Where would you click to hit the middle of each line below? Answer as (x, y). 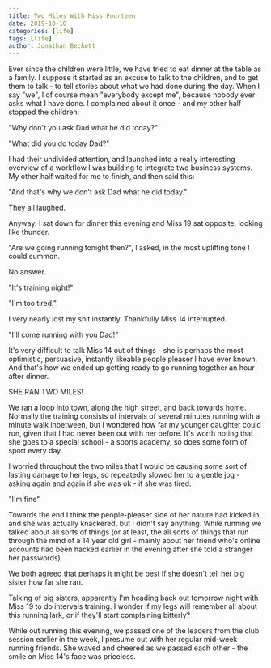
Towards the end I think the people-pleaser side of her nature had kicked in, (135, 515)
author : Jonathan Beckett (52, 46)
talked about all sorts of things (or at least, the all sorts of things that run (129, 532)
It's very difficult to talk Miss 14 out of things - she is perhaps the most (126, 351)
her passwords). (36, 558)
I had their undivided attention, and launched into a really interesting (122, 160)
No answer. (28, 272)
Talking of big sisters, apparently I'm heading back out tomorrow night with (133, 598)
